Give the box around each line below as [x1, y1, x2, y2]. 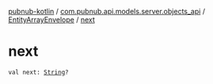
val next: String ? [8, 68, 69, 76]
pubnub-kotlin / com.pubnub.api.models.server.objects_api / [8, 7, 206, 16]
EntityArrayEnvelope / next [8, 15, 95, 24]
